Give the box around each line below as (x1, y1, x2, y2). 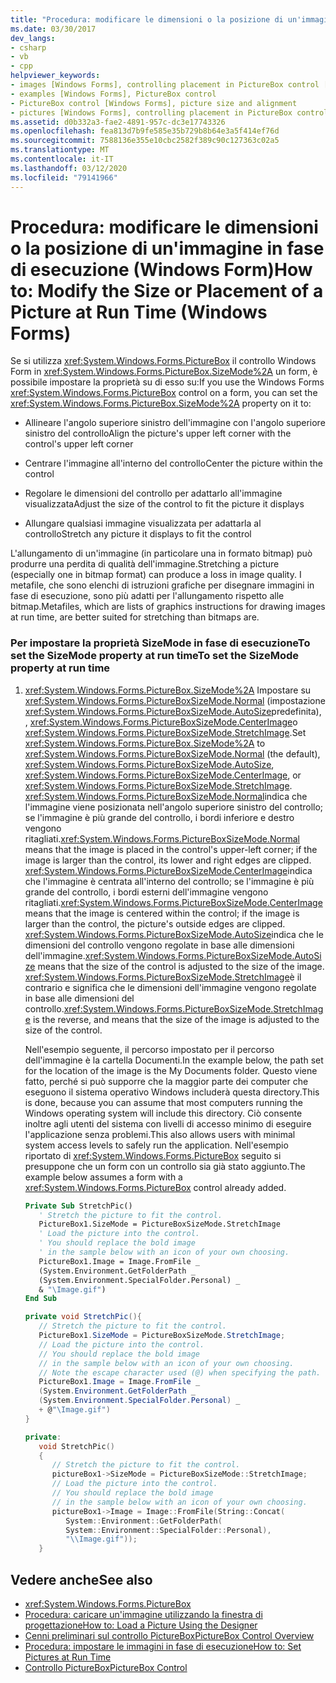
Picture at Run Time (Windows (10, 301, 268, 323)
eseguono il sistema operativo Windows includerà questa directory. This (24, 1086, 320, 1098)
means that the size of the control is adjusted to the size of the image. (37, 960, 325, 972)
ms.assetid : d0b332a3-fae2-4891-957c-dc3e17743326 (10, 117, 226, 127)
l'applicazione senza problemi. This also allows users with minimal (24, 1128, 296, 1140)
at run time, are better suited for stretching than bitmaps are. (10, 611, 260, 623)
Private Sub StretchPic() (24, 1201, 133, 1211)
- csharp (10, 42, 47, 53)
